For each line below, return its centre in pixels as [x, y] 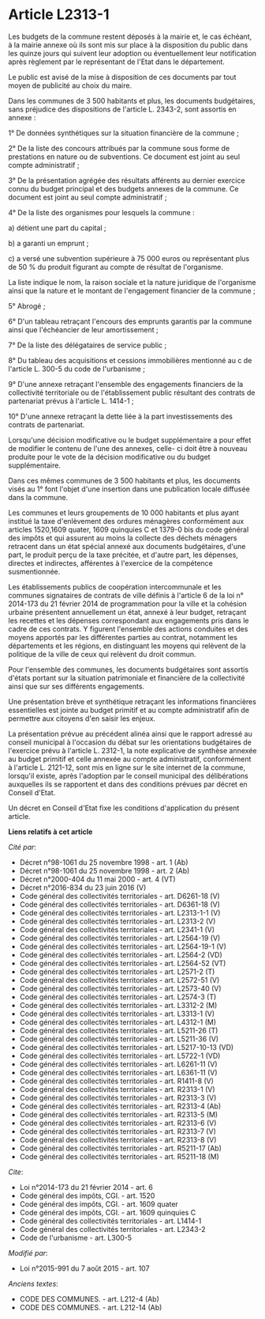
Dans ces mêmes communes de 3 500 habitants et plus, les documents [124, 480]
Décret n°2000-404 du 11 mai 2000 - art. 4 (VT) [97, 879]
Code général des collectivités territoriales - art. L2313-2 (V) [118, 921]
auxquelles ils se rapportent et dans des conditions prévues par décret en [128, 784]
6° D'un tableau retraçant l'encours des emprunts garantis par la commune [130, 321]
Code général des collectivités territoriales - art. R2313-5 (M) [119, 1114]
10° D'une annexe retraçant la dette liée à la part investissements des [120, 416]
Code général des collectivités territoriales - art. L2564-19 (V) [120, 938]
